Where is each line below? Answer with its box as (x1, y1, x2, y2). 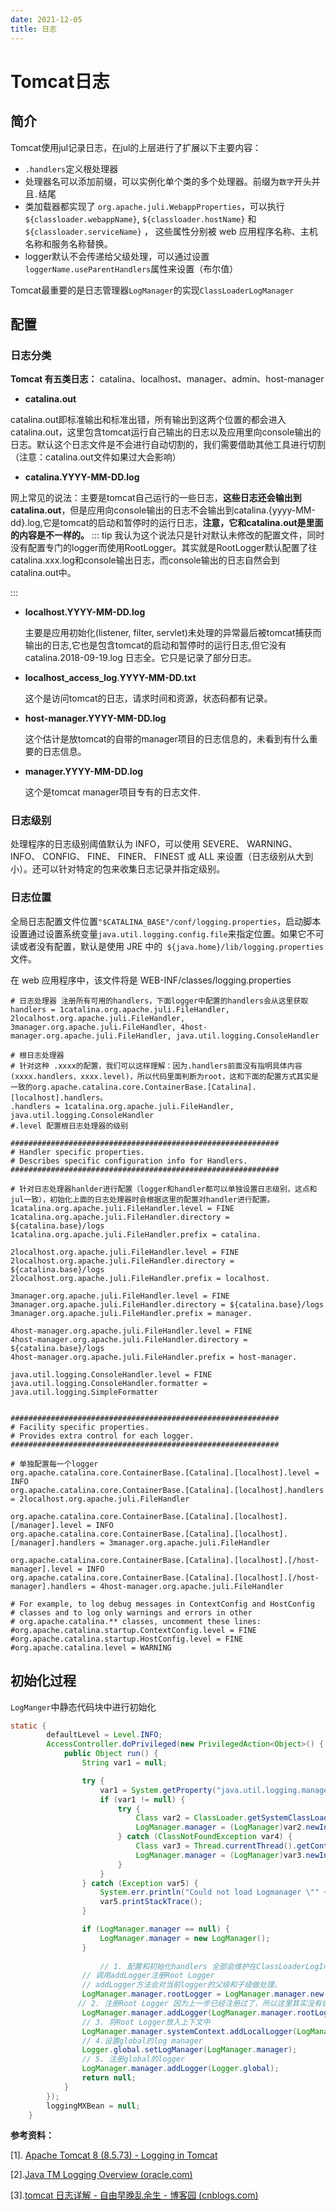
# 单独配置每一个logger (10, 1459, 99, 1469)
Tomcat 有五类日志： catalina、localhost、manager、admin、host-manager (10, 373, 325, 385)
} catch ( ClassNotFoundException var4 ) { (117, 1832, 293, 1842)
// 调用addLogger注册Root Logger (81, 1971, 215, 1981)
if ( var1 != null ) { (99, 1794, 186, 1805)
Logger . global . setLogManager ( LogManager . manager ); (81, 2045, 298, 2055)
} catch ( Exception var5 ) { (81, 1878, 199, 1888)
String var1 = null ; (81, 1758, 168, 1768)
